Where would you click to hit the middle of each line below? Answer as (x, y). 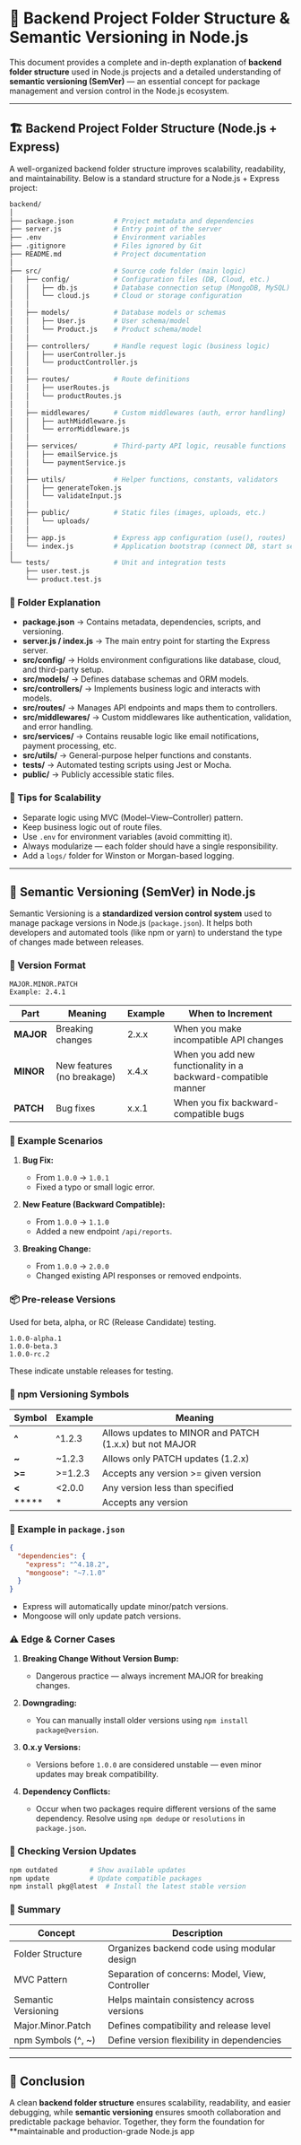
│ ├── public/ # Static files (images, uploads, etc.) (138, 513)
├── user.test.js (58, 571)
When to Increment (230, 1013)
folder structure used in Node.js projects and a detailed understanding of (145, 72)
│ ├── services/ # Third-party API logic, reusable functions (148, 446)
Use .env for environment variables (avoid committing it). (127, 836)
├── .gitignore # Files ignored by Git (106, 246)
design (122, 1959)
